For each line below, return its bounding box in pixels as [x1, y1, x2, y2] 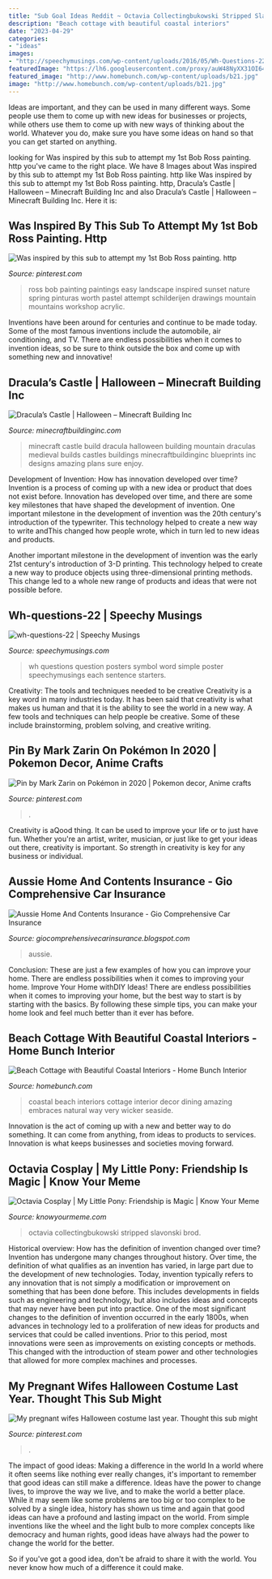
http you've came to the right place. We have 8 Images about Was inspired [8, 161, 257, 170]
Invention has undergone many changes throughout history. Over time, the [8, 1252, 257, 1262]
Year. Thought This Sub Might [8, 1391, 162, 1405]
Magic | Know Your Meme [8, 1175, 141, 1189]
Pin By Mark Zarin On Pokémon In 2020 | [8, 744, 217, 757]
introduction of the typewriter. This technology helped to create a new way [8, 517, 257, 528]
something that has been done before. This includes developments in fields [8, 1287, 260, 1296]
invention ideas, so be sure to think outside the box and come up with [8, 343, 240, 353]
